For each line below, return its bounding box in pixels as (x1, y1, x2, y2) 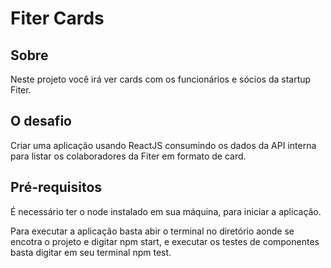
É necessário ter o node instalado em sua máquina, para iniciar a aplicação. (10, 205, 322, 217)
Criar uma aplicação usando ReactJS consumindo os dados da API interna (10, 139, 317, 151)
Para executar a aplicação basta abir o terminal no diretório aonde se (10, 225, 295, 237)
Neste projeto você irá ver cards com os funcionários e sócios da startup (10, 73, 312, 85)
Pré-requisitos (10, 179, 103, 196)
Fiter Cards (10, 7, 105, 30)
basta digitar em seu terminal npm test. (10, 246, 172, 258)
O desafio (10, 113, 72, 130)
